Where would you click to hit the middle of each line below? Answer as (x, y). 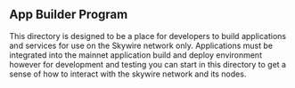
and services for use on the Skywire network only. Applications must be (141, 45)
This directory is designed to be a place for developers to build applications (148, 36)
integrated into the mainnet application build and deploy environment (136, 55)
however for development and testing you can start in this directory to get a (148, 64)
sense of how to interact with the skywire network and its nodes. (128, 74)
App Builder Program (69, 15)
